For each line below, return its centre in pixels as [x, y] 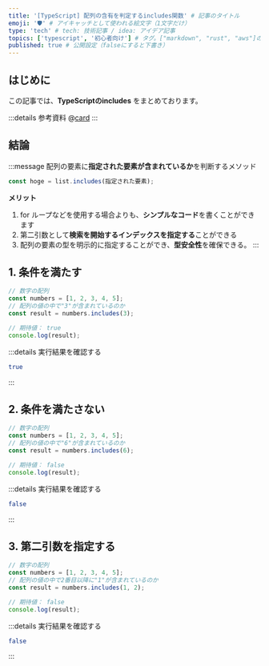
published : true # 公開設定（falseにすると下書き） [88, 46]
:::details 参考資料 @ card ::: [53, 118]
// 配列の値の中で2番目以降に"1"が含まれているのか [83, 580]
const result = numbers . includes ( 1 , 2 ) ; [77, 588]
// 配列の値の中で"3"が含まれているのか [67, 306]
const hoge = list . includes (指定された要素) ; [81, 181]
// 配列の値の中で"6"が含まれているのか [67, 443]
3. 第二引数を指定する [62, 546]
